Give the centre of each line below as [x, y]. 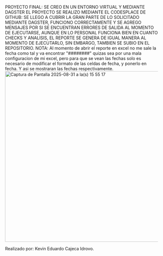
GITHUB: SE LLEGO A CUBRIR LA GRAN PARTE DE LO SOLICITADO [72, 17]
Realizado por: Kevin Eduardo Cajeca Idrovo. [49, 248]
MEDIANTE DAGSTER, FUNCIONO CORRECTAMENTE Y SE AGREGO [73, 22]
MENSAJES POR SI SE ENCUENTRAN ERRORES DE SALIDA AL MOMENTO [80, 28]
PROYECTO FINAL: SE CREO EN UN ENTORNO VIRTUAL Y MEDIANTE [75, 7]
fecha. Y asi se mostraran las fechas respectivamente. [59, 69]
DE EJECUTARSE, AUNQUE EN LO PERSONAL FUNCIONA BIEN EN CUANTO [81, 33]
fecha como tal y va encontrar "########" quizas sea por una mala [73, 53]
